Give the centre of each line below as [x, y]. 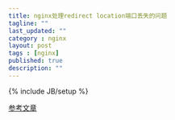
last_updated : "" [37, 31]
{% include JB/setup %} [48, 91]
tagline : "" [28, 23]
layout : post [30, 46]
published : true [35, 61]
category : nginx [37, 38]
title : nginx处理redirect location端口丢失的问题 [88, 16]
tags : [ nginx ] [34, 53]
